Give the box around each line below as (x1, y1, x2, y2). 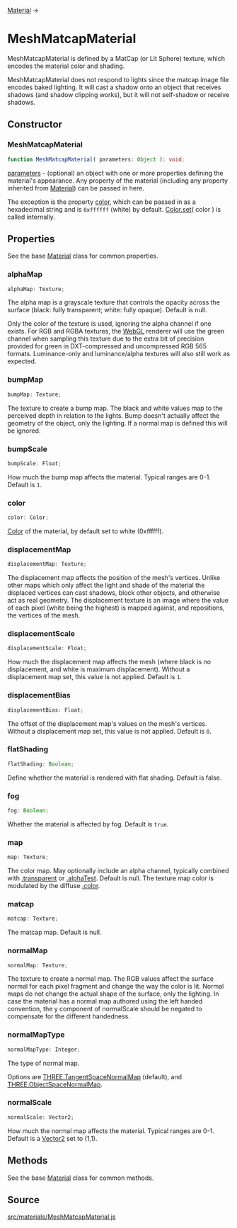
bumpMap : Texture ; (7, 391, 62, 398)
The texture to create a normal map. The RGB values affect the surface (7, 974, 214, 983)
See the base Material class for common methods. (7, 1173, 154, 1182)
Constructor (7, 118, 62, 130)
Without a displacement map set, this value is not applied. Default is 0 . (7, 727, 212, 735)
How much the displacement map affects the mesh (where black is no (7, 658, 211, 666)
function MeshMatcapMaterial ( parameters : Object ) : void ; (7, 156, 185, 163)
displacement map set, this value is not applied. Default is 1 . (7, 673, 183, 681)
